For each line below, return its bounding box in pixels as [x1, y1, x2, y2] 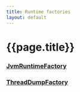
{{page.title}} [6, 40, 75, 54]
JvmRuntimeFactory [6, 61, 67, 70]
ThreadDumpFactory [6, 78, 69, 86]
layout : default [6, 14, 47, 20]
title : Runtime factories [6, 8, 70, 15]
